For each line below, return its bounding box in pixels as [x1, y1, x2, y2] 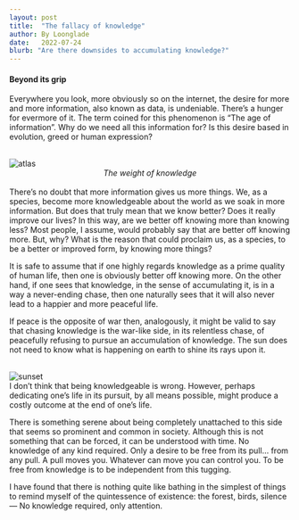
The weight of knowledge [103, 168, 197, 178]
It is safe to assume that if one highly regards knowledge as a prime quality [9, 260, 286, 272]
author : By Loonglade [9, 29, 90, 38]
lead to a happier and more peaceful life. [9, 299, 159, 310]
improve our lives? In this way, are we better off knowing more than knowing [9, 215, 290, 226]
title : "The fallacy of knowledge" [9, 21, 145, 30]
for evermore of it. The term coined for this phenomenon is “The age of [9, 112, 271, 123]
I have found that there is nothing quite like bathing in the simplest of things [9, 482, 287, 492]
